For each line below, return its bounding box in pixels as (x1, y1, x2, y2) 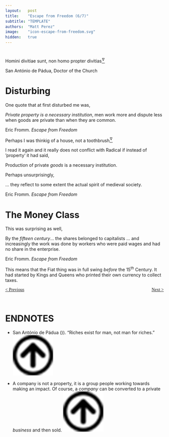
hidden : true (5, 35, 37, 40)
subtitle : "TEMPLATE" (5, 19, 51, 24)
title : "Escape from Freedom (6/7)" (5, 13, 89, 19)
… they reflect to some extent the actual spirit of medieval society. (5, 182, 142, 188)
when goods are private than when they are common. (5, 117, 117, 123)
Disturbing (5, 86, 51, 97)
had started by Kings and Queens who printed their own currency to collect (5, 272, 161, 278)
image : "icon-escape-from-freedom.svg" (5, 29, 96, 35)
